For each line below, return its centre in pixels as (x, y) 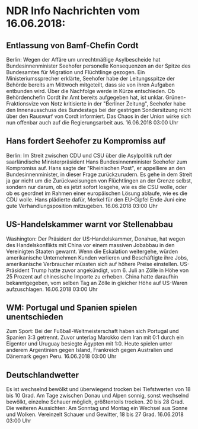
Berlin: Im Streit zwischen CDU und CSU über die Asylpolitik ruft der (89, 155)
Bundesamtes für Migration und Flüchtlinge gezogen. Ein (76, 72)
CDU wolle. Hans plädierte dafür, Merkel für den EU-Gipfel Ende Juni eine (96, 199)
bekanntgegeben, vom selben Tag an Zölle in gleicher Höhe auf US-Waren (97, 283)
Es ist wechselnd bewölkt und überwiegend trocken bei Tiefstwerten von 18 (98, 389)
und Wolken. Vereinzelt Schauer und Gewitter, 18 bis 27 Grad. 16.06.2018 (95, 414)
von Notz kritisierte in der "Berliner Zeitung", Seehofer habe (113, 104)
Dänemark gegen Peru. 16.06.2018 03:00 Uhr (61, 356)
